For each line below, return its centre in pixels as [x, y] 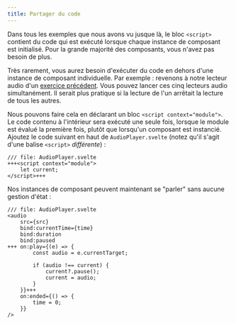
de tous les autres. [34, 101]
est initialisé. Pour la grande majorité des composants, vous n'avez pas [111, 49]
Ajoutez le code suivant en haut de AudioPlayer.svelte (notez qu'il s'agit [113, 137]
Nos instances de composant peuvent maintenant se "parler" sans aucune [116, 189]
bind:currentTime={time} [57, 228]
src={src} [35, 222]
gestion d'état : [29, 196]
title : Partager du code [44, 14]
